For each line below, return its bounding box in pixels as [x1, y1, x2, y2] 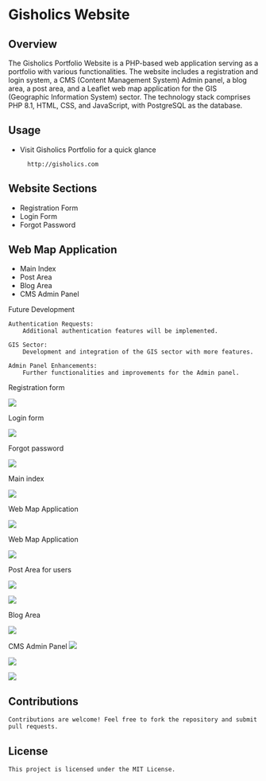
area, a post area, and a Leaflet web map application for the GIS [8, 84, 217, 93]
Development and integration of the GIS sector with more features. [22, 348, 254, 356]
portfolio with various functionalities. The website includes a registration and [8, 67, 259, 76]
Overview [8, 37, 58, 51]
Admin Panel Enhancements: [8, 362, 98, 370]
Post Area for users [8, 565, 71, 575]
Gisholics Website [8, 6, 130, 24]
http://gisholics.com [27, 160, 99, 168]
